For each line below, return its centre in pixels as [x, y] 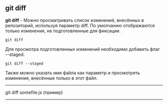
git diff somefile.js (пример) [34, 92]
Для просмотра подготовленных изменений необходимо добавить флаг [82, 49]
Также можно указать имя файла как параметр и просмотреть [72, 73]
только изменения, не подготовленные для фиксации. [63, 31]
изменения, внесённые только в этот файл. [51, 78]
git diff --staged [24, 63]
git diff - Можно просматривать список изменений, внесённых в [74, 20]
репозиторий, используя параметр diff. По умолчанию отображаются [80, 25]
